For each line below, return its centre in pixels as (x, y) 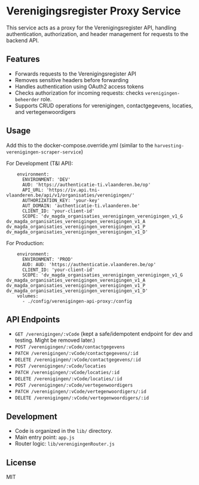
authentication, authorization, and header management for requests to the (97, 34)
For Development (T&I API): (40, 163)
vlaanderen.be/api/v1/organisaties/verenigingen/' (71, 195)
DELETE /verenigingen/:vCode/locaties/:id (68, 379)
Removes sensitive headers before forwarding (72, 80)
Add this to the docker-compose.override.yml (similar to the (80, 145)
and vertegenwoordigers (45, 112)
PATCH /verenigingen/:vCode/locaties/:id (67, 373)
